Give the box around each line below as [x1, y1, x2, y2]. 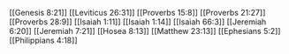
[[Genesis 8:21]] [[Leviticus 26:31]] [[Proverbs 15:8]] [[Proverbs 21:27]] [9, 8, 266, 17]
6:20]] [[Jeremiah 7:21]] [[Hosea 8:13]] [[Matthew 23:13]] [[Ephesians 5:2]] [9, 26, 281, 36]
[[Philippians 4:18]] [9, 35, 78, 45]
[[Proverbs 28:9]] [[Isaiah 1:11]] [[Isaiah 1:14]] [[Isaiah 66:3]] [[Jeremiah [9, 17, 267, 27]
